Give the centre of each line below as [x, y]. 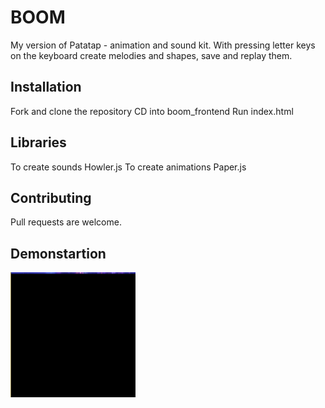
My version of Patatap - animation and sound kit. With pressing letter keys [163, 45]
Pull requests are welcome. [66, 222]
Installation [46, 87]
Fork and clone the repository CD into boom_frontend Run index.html [152, 111]
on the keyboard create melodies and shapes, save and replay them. [151, 55]
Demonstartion [58, 253]
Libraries [38, 142]
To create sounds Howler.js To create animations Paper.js [128, 167]
